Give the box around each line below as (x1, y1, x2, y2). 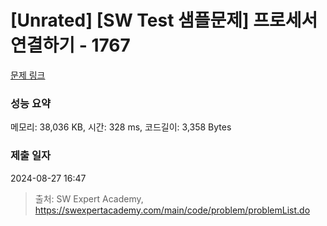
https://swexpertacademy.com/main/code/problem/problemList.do (34, 204, 311, 216)
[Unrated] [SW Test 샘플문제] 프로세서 (10, 9, 318, 32)
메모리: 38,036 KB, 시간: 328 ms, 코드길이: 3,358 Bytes (10, 121, 232, 133)
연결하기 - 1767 (10, 34, 131, 57)
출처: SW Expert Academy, (34, 192, 144, 205)
